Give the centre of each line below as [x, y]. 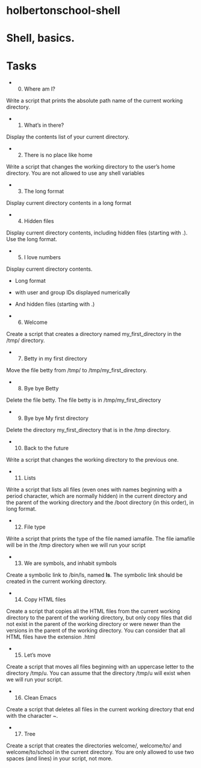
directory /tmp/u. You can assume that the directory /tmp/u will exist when [98, 673]
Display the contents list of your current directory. [68, 137]
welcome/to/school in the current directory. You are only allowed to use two [100, 752]
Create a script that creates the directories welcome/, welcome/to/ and [94, 746]
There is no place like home [58, 155]
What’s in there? [44, 125]
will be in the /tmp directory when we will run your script [76, 545]
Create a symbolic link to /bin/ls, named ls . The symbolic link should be [94, 575]
